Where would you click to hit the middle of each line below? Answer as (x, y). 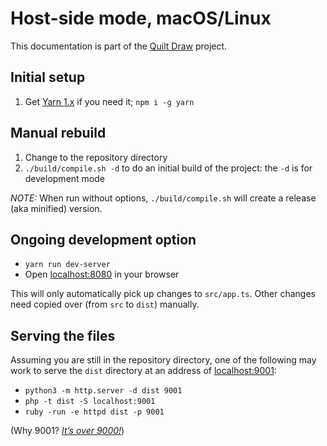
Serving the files (63, 335)
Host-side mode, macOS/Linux (141, 18)
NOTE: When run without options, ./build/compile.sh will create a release (163, 198)
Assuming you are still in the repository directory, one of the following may (163, 360)
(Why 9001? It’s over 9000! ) (67, 431)
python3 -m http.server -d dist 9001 (103, 391)
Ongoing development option (103, 239)
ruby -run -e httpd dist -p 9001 (94, 412)
